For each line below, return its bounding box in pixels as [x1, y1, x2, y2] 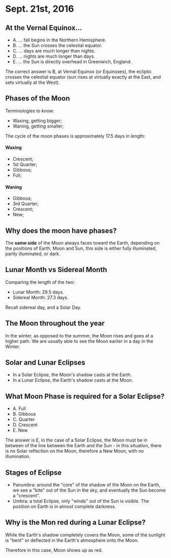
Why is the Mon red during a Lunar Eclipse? [5, 518, 146, 527]
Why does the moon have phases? [5, 226, 117, 235]
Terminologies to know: [5, 108, 54, 114]
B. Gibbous [12, 411, 36, 417]
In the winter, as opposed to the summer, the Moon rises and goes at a [5, 332, 154, 338]
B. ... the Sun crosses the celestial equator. [12, 42, 103, 48]
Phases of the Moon [5, 94, 70, 103]
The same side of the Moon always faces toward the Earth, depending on [5, 240, 160, 246]
